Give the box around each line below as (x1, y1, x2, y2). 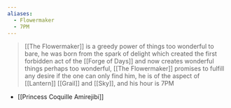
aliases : (7, 10, 33, 17)
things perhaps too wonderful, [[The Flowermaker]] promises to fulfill (24, 64, 225, 73)
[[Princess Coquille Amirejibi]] (17, 93, 104, 101)
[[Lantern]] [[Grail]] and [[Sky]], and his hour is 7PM (24, 79, 174, 88)
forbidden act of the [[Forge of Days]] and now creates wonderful (24, 57, 215, 65)
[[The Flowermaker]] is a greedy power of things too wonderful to (24, 43, 215, 51)
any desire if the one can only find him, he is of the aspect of (24, 72, 200, 80)
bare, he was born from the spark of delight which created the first (24, 49, 217, 58)
